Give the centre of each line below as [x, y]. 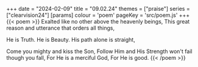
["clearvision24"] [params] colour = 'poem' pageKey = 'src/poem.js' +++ [98, 15]
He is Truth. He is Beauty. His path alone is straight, [71, 40]
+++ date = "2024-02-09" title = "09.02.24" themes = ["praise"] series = [98, 9]
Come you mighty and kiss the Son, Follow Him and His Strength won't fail [100, 51]
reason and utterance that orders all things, [60, 28]
